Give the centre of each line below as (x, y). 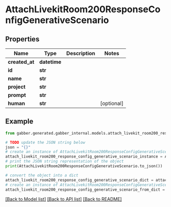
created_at (21, 62)
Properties (22, 39)
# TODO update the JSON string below (45, 142)
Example (19, 122)
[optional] (112, 103)
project (17, 87)
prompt (17, 95)
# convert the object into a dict (42, 175)
